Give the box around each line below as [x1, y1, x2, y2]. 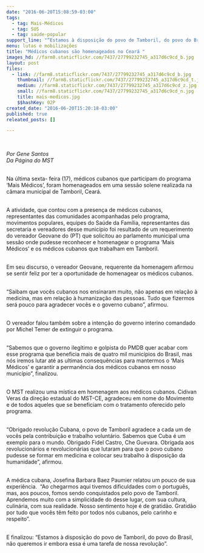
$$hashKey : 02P [17, 99, 56, 105]
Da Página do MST [6, 157, 54, 164]
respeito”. [6, 515, 30, 523]
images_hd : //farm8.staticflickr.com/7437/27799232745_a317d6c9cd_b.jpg [6, 54, 194, 60]
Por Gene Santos [6, 150, 49, 158]
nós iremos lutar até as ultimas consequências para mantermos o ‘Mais [6, 357, 185, 364]
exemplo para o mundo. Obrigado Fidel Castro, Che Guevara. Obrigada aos [6, 439, 194, 446]
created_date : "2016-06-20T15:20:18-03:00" [6, 105, 118, 111]
